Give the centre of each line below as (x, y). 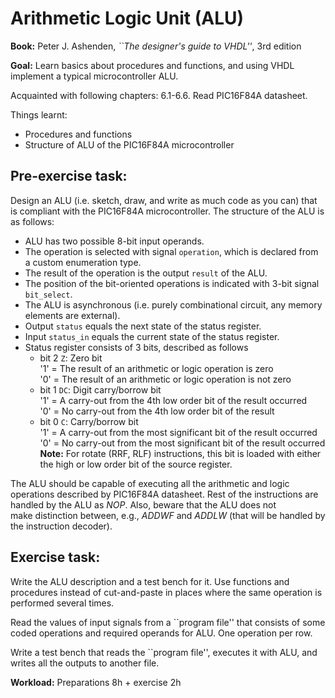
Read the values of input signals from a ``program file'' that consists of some (168, 622)
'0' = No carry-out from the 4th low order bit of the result (157, 411)
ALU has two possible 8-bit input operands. (114, 241)
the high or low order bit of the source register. (136, 464)
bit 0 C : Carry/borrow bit (89, 421)
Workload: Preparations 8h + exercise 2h (96, 682)
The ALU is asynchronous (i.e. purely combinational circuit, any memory (173, 304)
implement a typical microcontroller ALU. (94, 76)
